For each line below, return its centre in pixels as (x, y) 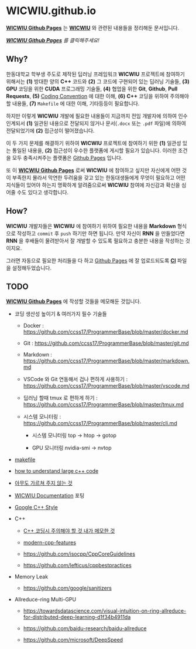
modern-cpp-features (50, 543)
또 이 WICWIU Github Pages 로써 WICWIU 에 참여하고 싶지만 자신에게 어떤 (93, 170)
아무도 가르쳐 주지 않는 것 (44, 483)
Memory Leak (31, 577)
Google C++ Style (36, 507)
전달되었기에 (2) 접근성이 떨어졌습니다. (50, 130)
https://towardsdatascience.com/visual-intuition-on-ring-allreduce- (105, 611)
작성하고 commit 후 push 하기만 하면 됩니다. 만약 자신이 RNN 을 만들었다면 (101, 233)
